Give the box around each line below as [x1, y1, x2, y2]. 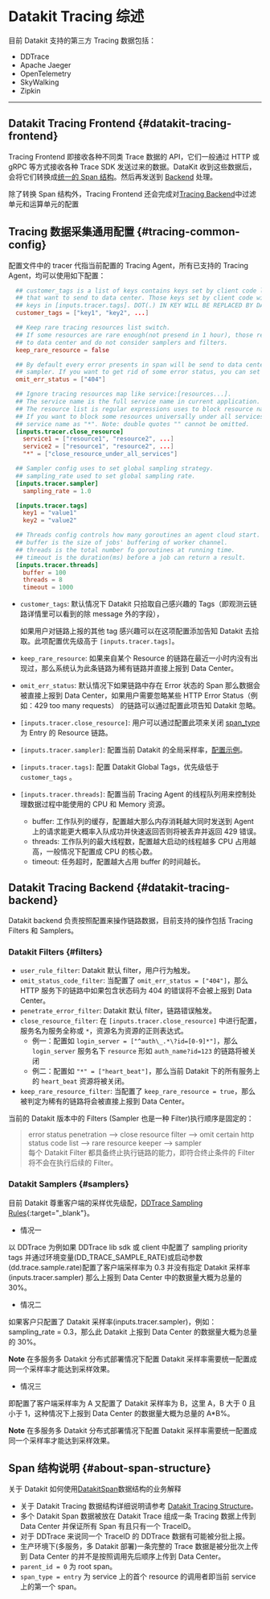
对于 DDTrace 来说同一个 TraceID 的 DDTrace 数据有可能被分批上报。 [19, 1531, 250, 1541]
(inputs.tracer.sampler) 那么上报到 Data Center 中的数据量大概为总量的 [8, 1272, 243, 1282]
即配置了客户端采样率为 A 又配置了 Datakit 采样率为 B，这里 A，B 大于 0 [8, 1398, 247, 1408]
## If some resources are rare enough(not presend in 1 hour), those [15, 331, 253, 339]
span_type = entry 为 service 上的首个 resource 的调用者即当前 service [19, 1572, 256, 1581]
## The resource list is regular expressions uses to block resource [15, 404, 253, 413]
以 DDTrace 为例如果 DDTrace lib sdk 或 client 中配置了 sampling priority [8, 1242, 247, 1252]
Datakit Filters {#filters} [8, 946, 103, 957]
